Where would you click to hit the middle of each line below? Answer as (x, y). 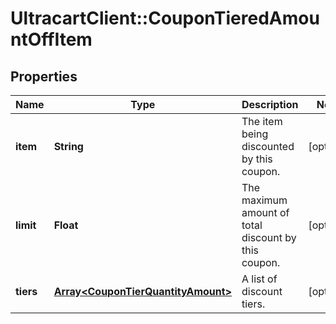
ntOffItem (51, 39)
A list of (259, 279)
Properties (44, 76)
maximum (264, 200)
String (68, 146)
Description (270, 104)
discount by (269, 237)
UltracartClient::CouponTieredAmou (165, 18)
